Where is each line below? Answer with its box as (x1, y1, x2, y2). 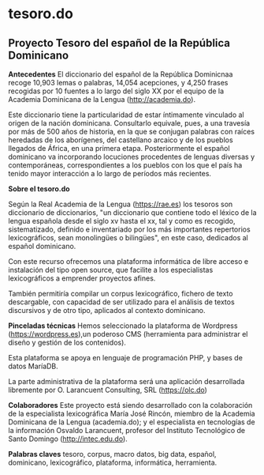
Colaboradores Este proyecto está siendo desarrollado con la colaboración (8, 401, 253, 409)
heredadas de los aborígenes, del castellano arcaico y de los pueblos (8, 135, 234, 145)
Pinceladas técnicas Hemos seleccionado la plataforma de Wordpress (8, 321, 238, 330)
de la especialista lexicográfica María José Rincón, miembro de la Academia (8, 409, 255, 418)
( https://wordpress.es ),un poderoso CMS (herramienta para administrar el (8, 330, 248, 338)
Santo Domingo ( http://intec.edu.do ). (8, 434, 128, 443)
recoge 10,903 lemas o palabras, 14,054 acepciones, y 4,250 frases (8, 78, 229, 87)
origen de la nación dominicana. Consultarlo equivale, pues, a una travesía (8, 119, 251, 127)
